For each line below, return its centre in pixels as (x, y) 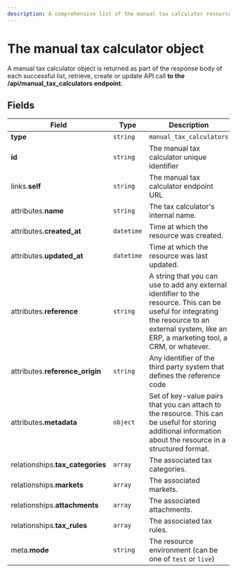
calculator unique (178, 157)
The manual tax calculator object (106, 48)
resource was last (178, 256)
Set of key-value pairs (186, 396)
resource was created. (186, 235)
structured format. (179, 449)
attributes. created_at (46, 231)
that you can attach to (185, 405)
